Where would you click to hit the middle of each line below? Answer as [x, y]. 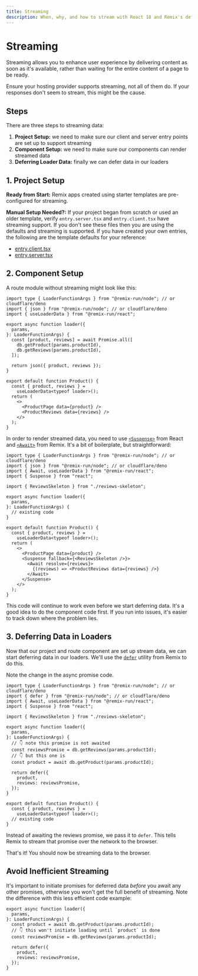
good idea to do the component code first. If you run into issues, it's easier [97, 612]
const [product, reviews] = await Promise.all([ [72, 339]
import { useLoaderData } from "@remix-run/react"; [71, 314]
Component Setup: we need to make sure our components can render [100, 149]
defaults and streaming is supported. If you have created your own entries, [97, 231]
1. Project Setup [35, 180]
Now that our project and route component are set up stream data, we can [96, 651]
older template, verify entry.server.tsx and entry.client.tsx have [88, 219]
